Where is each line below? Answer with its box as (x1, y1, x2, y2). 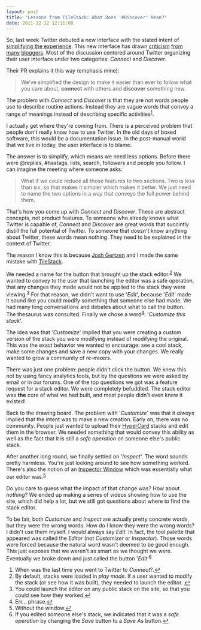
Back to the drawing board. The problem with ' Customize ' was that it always (6, 409, 194, 416)
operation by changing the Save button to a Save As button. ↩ (14, 617, 169, 625)
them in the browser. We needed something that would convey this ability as (6, 428, 194, 436)
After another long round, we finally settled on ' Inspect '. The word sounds (6, 453, 188, 460)
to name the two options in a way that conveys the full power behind (20, 190, 190, 197)
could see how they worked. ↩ (14, 592, 91, 599)
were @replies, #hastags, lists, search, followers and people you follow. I (6, 160, 185, 167)
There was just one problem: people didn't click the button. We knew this (6, 366, 187, 373)
